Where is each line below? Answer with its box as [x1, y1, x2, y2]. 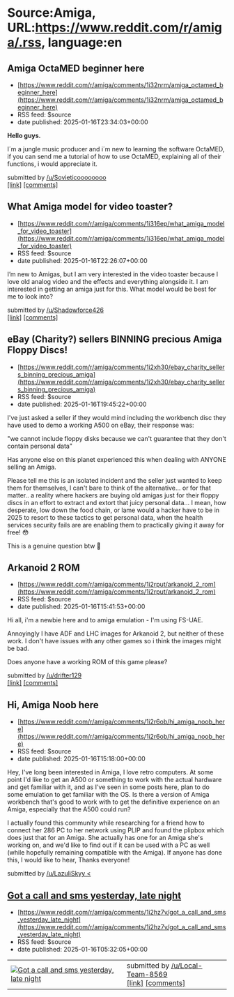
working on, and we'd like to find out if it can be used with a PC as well [7, 841, 210, 849]
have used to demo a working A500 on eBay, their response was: [7, 421, 194, 429]
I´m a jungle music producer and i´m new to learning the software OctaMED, [7, 145, 225, 153]
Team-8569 [126, 970, 168, 980]
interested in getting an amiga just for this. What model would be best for [7, 285, 217, 293]
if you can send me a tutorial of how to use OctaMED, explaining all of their [7, 152, 221, 160]
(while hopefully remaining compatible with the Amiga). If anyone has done [7, 848, 223, 857]
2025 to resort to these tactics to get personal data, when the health [7, 513, 203, 521]
